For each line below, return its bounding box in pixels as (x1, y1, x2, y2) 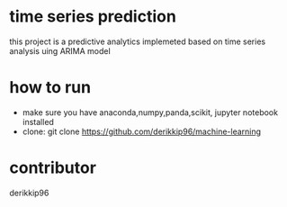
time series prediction (9, 6, 177, 27)
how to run (9, 77, 92, 98)
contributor (9, 157, 97, 178)
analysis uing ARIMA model (9, 45, 111, 56)
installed (22, 116, 54, 127)
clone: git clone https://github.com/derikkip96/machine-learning (22, 126, 262, 137)
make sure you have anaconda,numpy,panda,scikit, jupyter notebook (22, 106, 279, 118)
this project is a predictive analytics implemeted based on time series (9, 36, 266, 47)
